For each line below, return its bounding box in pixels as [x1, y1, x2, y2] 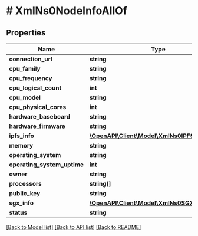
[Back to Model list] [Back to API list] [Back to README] [6, 224, 141, 231]
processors [9, 180, 42, 188]
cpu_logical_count [9, 84, 62, 92]
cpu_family [9, 65, 41, 73]
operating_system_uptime [9, 160, 84, 169]
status [9, 208, 28, 217]
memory [9, 142, 34, 149]
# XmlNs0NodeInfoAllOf [6, 4, 128, 18]
